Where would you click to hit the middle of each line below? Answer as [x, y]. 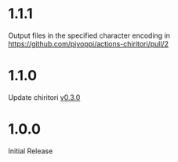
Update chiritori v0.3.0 [44, 97]
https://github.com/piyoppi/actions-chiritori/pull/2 [89, 43]
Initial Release [31, 151]
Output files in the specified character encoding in [89, 35]
